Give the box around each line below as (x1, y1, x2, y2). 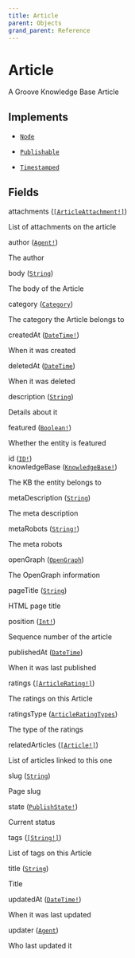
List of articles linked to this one (8, 755, 113, 765)
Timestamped (19, 164, 60, 172)
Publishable (19, 148, 60, 156)
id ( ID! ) (8, 453, 33, 463)
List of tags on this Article (8, 848, 92, 858)
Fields (8, 185, 40, 199)
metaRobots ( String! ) (8, 524, 80, 533)
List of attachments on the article (8, 222, 117, 231)
